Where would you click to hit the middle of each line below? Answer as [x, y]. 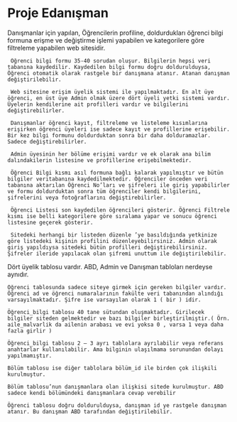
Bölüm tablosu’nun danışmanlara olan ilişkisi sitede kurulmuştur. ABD [115, 386]
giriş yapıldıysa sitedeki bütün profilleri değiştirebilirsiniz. [108, 247]
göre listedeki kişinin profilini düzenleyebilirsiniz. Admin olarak [112, 241]
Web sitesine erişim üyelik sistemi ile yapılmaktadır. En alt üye [112, 92]
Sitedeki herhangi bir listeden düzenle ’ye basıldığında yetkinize [114, 235]
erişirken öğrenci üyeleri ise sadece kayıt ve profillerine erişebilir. [119, 129]
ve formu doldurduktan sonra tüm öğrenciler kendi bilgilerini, [104, 191]
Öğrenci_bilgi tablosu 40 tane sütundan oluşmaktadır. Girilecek [106, 312]
